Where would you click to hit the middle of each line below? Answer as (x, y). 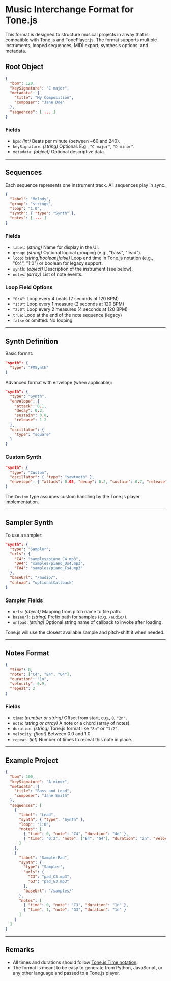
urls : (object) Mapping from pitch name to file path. (67, 611)
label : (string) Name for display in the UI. (56, 247)
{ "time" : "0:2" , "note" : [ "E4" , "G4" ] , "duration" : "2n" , (88, 839)
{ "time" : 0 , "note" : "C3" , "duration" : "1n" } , (76, 905)
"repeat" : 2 (23, 689)
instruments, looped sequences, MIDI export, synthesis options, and (77, 45)
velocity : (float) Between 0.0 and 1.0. (52, 734)
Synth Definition (32, 341)
